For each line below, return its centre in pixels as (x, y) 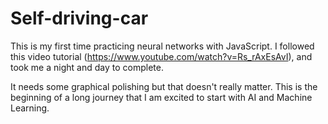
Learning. (30, 108)
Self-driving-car (79, 18)
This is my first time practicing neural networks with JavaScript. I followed (162, 46)
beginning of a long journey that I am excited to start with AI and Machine (161, 97)
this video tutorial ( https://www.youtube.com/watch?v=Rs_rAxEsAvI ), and (161, 56)
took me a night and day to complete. (87, 67)
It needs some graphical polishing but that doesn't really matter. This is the (164, 86)
